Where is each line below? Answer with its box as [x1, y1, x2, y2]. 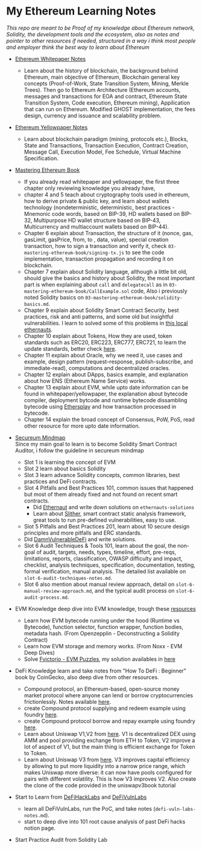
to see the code [125, 249, 165, 256]
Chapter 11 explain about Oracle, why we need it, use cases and [24, 351, 183, 359]
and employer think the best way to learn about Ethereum [6, 44, 150, 51]
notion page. [24, 824, 56, 831]
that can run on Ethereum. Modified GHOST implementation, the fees [24, 105, 196, 112]
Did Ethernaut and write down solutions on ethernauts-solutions [33, 503, 195, 510]
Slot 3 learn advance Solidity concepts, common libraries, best [24, 471, 180, 478]
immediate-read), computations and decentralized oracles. [24, 364, 171, 371]
